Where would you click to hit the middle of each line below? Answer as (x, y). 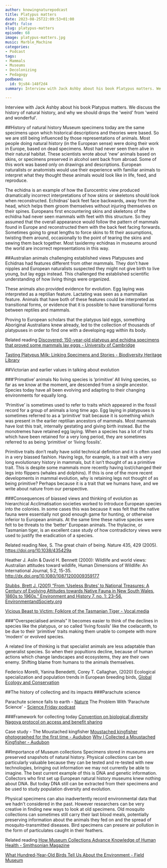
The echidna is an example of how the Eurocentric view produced (73, 190)
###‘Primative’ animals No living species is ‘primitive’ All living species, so (81, 379)
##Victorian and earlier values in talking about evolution (62, 370)
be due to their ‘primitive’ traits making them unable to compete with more (81, 631)
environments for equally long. (37, 395)
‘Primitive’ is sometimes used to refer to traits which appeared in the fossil (81, 405)
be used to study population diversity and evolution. (58, 789)
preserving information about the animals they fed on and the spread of (78, 820)
